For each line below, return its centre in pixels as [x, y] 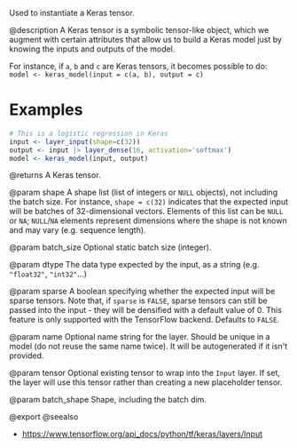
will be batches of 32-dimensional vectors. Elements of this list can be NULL [146, 212]
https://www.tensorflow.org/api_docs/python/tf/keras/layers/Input [142, 434]
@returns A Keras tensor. [55, 175]
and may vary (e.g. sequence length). [78, 230]
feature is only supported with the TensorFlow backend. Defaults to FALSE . [145, 320]
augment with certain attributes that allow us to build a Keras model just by [145, 40]
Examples [46, 110]
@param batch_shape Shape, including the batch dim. [108, 400]
